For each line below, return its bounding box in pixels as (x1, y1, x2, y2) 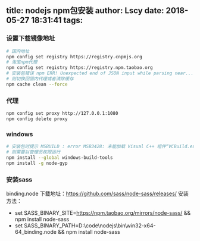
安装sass (6, 175, 33, 183)
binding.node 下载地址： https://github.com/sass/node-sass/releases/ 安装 (6, 190, 189, 197)
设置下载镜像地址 (6, 35, 55, 43)
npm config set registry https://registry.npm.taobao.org (6, 65, 153, 71)
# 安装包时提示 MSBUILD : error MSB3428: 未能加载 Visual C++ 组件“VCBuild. (6, 143, 190, 150)
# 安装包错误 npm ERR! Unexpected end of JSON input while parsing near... (6, 70, 194, 76)
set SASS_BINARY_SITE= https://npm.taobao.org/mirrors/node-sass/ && (14, 209, 191, 216)
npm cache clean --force (6, 81, 68, 87)
